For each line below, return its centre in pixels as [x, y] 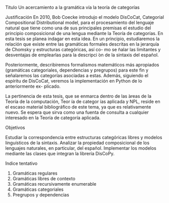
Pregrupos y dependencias [41, 195]
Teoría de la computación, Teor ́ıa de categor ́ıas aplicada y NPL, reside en [83, 101]
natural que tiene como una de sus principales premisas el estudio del [78, 28]
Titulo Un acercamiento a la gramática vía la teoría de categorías [73, 7]
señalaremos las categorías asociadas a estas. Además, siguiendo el [77, 75]
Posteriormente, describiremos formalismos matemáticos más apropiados [82, 65]
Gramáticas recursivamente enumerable [54, 184]
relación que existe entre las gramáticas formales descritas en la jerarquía [82, 44]
